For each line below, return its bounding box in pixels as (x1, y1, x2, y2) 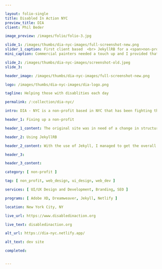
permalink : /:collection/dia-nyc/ (5, 100, 75, 105)
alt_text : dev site (5, 239, 44, 245)
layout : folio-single (5, 11, 49, 16)
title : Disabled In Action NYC (5, 16, 68, 21)
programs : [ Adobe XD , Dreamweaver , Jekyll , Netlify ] (5, 196, 118, 201)
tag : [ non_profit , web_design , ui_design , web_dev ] (5, 178, 116, 183)
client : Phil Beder (5, 25, 44, 30)
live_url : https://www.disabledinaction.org (5, 213, 96, 218)
